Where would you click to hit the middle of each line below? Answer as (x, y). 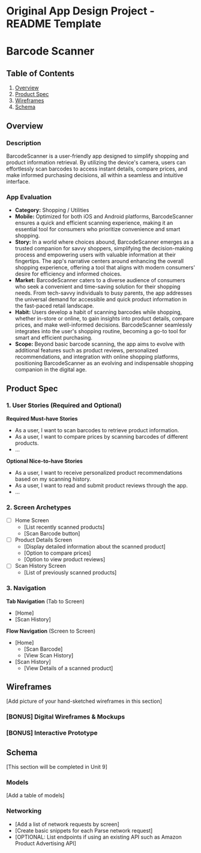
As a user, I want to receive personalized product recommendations (99, 472)
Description (24, 143)
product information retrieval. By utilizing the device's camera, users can (96, 162)
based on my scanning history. (53, 479)
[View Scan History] (49, 655)
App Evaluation (29, 197)
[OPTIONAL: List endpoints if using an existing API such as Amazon (98, 837)
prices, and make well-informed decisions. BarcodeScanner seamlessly (103, 325)
